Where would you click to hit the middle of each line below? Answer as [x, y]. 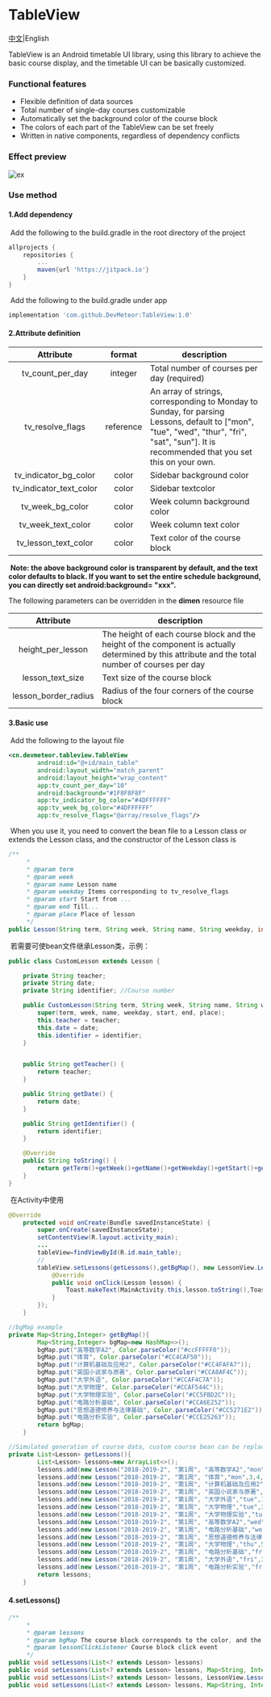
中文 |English [29, 38]
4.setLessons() [34, 1600]
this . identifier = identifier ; [90, 1035]
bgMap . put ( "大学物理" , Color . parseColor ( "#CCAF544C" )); [131, 1387]
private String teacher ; [65, 976]
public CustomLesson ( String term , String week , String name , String [140, 1006]
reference [124, 426]
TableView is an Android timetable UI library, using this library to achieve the [135, 54]
